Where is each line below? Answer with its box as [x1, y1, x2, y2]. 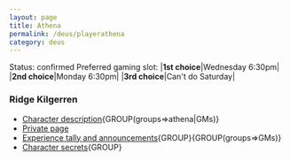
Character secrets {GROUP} [21, 142, 122, 152]
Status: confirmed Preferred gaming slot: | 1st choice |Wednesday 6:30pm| [9, 62, 280, 73]
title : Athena [9, 21, 62, 30]
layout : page [9, 12, 58, 22]
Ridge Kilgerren [9, 94, 78, 106]
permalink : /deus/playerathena [9, 29, 125, 38]
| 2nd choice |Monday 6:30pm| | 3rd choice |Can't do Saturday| [9, 72, 236, 82]
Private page [21, 123, 69, 134]
